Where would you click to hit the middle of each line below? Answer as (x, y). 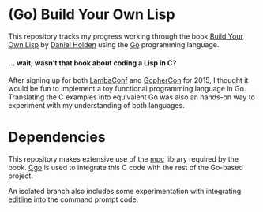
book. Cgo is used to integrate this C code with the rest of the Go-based (126, 168)
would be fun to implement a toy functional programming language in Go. (127, 89)
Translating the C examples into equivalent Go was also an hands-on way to (131, 97)
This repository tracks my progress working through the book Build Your (126, 36)
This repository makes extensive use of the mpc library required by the (124, 159)
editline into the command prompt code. (73, 199)
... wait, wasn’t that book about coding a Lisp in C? (92, 63)
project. (21, 176)
